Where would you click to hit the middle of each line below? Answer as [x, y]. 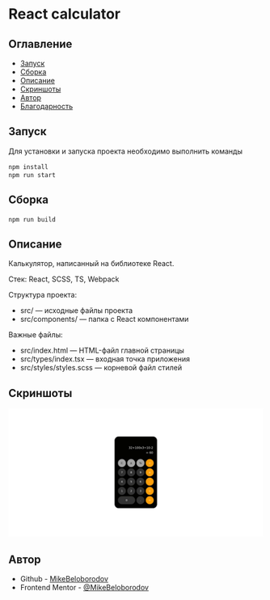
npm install [28, 167]
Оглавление [40, 44]
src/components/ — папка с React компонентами [104, 319]
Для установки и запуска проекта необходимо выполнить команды [125, 151]
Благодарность [46, 106]
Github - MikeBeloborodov [64, 579]
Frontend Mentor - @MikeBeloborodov [84, 588]
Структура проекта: [43, 295]
